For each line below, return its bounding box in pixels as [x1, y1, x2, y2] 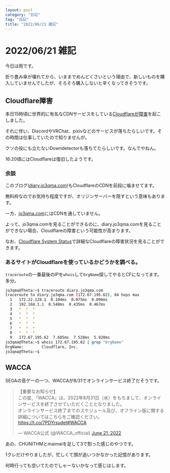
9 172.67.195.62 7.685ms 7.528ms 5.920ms [10, 335, 110, 340]
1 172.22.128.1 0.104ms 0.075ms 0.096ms [10, 297, 108, 303]
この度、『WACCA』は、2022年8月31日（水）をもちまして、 [17, 395, 144, 401]
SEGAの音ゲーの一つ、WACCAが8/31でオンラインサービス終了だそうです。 [5, 377, 162, 383]
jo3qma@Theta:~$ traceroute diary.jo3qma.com [5, 288, 103, 293]
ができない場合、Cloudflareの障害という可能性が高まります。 [5, 227, 133, 234]
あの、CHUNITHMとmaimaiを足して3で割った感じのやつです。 [5, 440, 136, 447]
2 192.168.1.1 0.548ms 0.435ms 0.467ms [10, 302, 106, 307]
